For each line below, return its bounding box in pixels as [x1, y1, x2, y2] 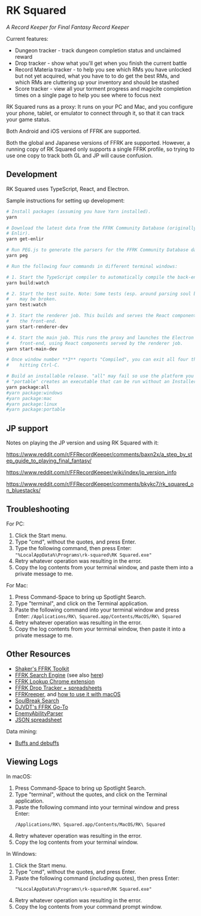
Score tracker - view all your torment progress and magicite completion [14, 85, 191, 92]
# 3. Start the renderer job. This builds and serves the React [6, 313, 170, 319]
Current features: [6, 35, 49, 42]
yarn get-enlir [6, 236, 44, 242]
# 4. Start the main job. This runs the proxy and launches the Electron [6, 335, 194, 341]
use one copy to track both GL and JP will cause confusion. [6, 151, 153, 159]
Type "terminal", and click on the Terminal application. [14, 599, 148, 607]
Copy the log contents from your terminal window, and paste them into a [14, 563, 193, 571]
